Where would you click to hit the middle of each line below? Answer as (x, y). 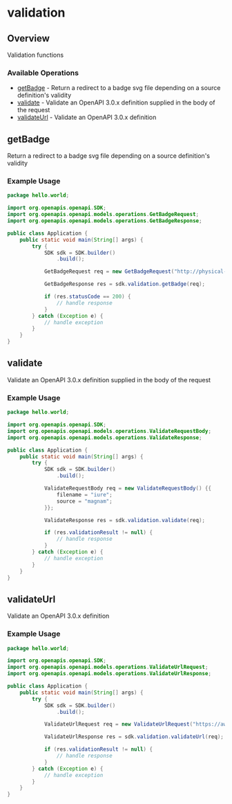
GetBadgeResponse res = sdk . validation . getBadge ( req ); (125, 284)
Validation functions (36, 55)
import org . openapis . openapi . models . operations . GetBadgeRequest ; (103, 215)
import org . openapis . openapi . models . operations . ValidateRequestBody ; (109, 431)
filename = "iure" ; (84, 494)
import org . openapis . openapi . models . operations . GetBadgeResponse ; (105, 221)
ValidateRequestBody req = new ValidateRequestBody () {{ (128, 489)
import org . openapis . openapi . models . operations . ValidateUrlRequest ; (108, 667)
